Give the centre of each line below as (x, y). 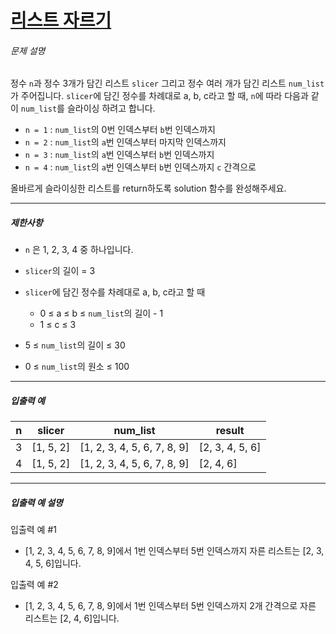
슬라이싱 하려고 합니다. (111, 108)
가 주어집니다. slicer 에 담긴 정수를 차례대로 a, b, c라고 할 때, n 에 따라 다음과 (159, 96)
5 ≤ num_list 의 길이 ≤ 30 (75, 345)
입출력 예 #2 (34, 585)
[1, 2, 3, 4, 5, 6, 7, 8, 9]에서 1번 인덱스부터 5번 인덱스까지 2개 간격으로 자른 (170, 606)
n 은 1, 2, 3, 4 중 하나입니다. (79, 250)
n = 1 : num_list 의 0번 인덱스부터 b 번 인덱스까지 (120, 130)
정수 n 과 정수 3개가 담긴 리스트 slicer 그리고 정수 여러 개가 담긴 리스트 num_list (167, 83)
